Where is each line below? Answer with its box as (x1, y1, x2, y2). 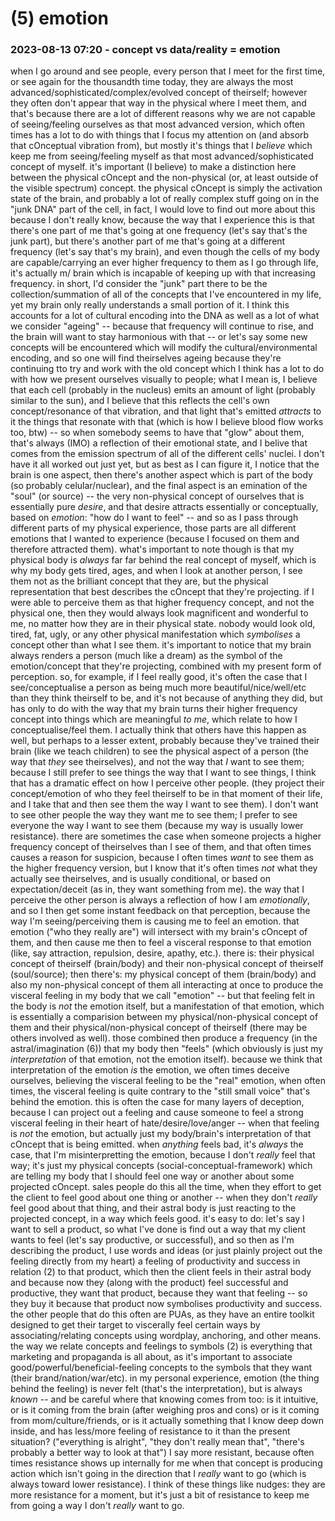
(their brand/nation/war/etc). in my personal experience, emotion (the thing (10, 1372, 320, 1384)
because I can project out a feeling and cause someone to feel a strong (10, 1107, 304, 1119)
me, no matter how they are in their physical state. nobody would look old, (10, 618, 316, 630)
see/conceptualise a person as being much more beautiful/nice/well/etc (10, 682, 307, 694)
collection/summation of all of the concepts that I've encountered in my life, (10, 288, 322, 301)
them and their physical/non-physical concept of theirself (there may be (10, 1022, 308, 1034)
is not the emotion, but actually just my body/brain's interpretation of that (10, 1128, 312, 1140)
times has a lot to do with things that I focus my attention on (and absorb (10, 129, 310, 141)
